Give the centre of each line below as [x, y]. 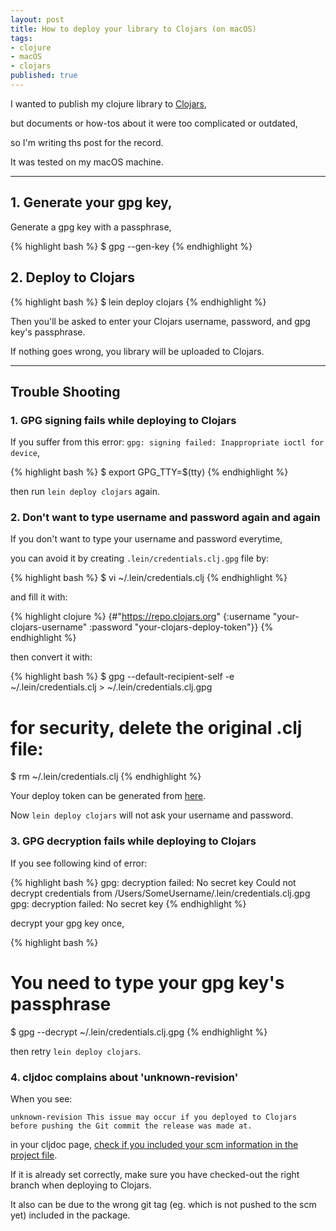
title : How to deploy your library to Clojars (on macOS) [133, 29]
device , [25, 453]
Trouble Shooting [65, 391]
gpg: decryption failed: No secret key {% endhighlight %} [128, 903]
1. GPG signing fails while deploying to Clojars [123, 420]
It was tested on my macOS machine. [87, 162]
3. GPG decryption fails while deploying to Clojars [133, 841]
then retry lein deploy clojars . [76, 1051]
